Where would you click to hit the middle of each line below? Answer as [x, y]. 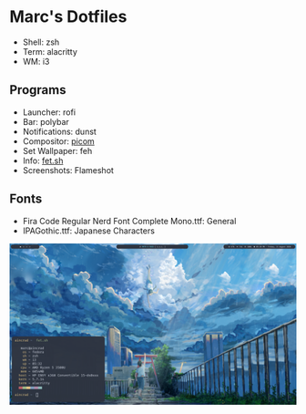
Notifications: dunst [60, 131]
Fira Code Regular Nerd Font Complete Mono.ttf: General [129, 221]
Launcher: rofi [49, 112]
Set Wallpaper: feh [57, 150]
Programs [38, 90]
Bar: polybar [46, 121]
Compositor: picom [59, 141]
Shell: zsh [41, 42]
